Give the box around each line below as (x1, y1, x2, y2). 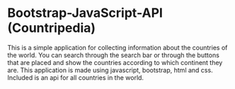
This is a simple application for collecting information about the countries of (7, 43, 228, 52)
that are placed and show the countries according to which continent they (7, 58, 223, 66)
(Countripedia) (7, 20, 96, 36)
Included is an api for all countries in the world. (7, 73, 144, 82)
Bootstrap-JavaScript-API (7, 5, 163, 21)
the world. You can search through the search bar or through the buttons (7, 51, 219, 59)
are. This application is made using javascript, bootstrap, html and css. (7, 66, 214, 74)
